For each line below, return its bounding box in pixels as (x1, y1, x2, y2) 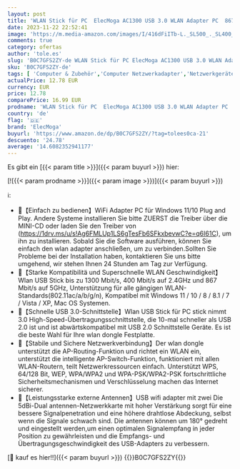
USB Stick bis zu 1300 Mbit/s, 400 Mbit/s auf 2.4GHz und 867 (34, 276, 217, 285)
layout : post (7, 10, 46, 18)
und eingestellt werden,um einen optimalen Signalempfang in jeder (17, 424, 216, 433)
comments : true (7, 37, 53, 44)
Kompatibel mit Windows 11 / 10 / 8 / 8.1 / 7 (104, 291, 230, 300)
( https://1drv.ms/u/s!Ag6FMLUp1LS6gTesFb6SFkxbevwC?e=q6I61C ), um (17, 229, 232, 238)
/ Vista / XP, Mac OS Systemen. (17, 299, 111, 308)
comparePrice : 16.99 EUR (7, 97, 81, 104)
